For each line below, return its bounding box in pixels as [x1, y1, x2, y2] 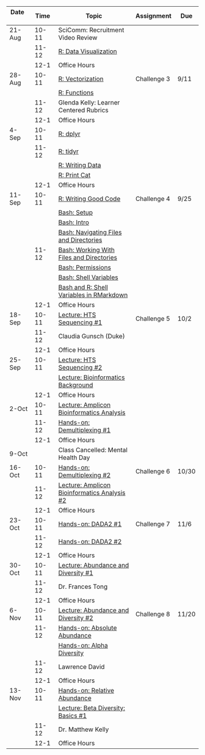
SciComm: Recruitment [58, 26, 124, 34]
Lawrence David [58, 663, 105, 671]
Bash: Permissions [58, 263, 112, 271]
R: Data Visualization [58, 47, 117, 56]
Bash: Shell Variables [58, 273, 119, 282]
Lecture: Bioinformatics [58, 373, 125, 381]
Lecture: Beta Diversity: [58, 704, 126, 712]
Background [58, 381, 93, 389]
